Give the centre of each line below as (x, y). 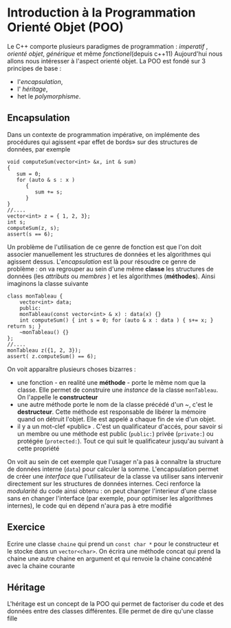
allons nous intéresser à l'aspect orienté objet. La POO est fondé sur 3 (107, 61)
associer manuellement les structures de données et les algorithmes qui (109, 254)
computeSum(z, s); (33, 228)
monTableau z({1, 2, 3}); (44, 350)
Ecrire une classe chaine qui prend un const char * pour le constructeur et (113, 544)
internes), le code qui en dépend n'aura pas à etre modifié (89, 505)
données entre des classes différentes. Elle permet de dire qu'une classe (110, 611)
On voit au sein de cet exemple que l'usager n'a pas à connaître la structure (114, 461)
